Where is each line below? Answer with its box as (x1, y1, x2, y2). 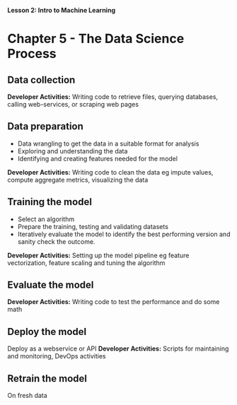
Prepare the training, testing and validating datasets (17, 222, 168, 230)
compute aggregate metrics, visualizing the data (7, 175, 149, 184)
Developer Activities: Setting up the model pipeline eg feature (7, 251, 190, 259)
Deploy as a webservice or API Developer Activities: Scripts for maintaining (7, 344, 229, 353)
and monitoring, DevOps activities (7, 352, 106, 360)
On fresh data (7, 392, 47, 400)
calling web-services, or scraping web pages (7, 100, 139, 108)
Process (7, 46, 57, 62)
